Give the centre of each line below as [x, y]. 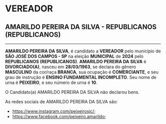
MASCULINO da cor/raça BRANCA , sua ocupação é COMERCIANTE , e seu [82, 72]
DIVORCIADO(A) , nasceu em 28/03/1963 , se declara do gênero [71, 67]
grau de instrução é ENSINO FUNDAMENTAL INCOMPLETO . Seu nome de [81, 77]
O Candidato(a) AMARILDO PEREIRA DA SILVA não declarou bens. [72, 92]
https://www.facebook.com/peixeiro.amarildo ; [59, 116]
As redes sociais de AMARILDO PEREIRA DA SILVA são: [62, 102]
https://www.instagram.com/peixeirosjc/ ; [54, 111]
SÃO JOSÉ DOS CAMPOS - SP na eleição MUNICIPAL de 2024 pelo [74, 56]
